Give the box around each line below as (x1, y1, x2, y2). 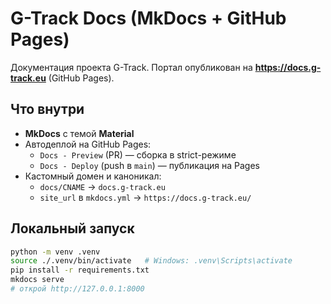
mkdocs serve (10, 275, 65, 285)
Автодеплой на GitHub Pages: (24, 138, 152, 150)
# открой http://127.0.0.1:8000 (10, 284, 145, 294)
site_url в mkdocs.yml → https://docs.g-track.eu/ (39, 191, 252, 203)
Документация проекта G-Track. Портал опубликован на (10, 61, 253, 73)
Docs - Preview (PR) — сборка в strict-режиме (39, 148, 237, 161)
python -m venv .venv (10, 247, 101, 257)
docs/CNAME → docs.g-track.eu (39, 180, 166, 192)
